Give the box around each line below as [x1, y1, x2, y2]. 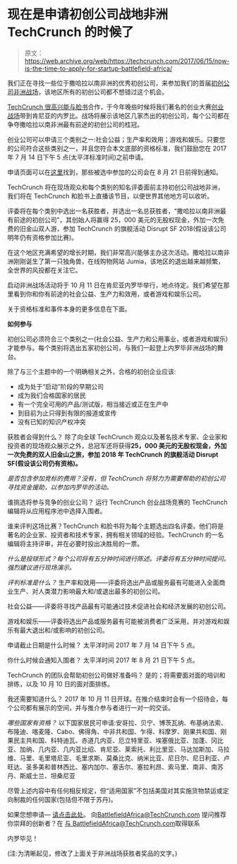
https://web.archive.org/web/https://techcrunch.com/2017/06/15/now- [24, 56, 230, 65]
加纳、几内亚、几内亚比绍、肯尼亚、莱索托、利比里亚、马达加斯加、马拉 [19, 745, 230, 753]
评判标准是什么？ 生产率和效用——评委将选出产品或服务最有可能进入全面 [7, 578, 219, 587]
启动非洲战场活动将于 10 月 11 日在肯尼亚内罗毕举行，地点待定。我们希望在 [7, 280, 224, 289]
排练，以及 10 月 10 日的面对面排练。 [7, 679, 114, 688]
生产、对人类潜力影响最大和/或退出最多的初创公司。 [13, 587, 164, 595]
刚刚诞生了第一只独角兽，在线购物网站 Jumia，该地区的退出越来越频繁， [13, 257, 224, 265]
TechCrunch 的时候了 [7, 24, 134, 40]
